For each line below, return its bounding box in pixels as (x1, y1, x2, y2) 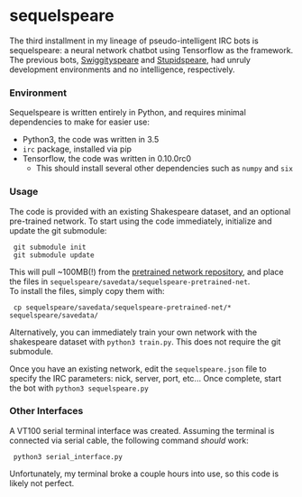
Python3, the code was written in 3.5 (22, 134, 160, 145)
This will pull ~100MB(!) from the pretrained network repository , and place (9, 266, 284, 277)
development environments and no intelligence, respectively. (9, 64, 236, 75)
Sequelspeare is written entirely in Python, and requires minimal (9, 107, 246, 118)
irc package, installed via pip (22, 143, 133, 154)
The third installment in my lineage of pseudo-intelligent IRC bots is (9, 35, 259, 46)
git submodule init (13, 243, 87, 252)
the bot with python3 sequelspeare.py (9, 382, 149, 393)
